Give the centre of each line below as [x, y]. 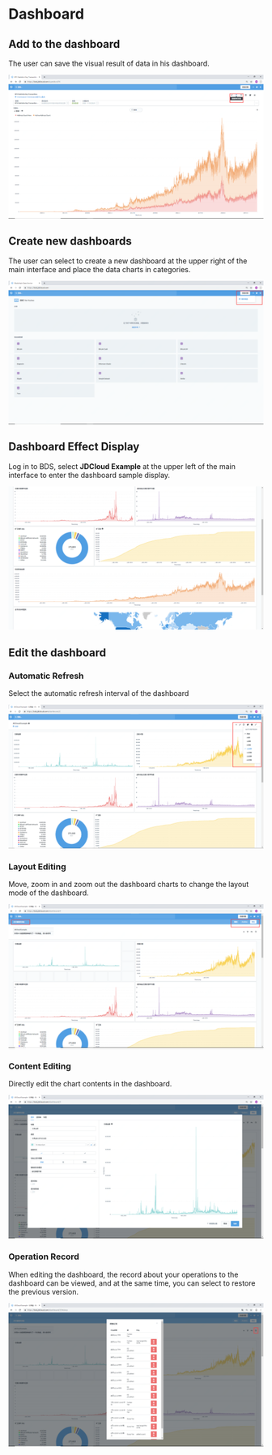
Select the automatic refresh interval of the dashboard [99, 693]
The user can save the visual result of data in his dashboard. [109, 63]
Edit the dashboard [57, 653]
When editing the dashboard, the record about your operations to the [123, 1274]
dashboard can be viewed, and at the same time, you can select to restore [132, 1283]
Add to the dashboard [64, 44]
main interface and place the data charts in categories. [100, 269]
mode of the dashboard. [49, 893]
